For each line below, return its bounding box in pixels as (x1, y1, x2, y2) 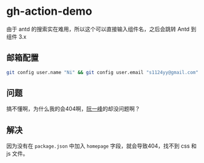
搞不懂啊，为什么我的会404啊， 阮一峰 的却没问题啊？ (6, 105, 140, 113)
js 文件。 (6, 150, 29, 157)
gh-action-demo (6, 4, 93, 18)
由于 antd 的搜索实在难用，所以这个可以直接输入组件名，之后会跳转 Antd (6, 25, 190, 32)
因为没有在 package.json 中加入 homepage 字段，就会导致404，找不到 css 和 (6, 142, 197, 150)
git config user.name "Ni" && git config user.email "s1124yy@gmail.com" (6, 69, 199, 75)
